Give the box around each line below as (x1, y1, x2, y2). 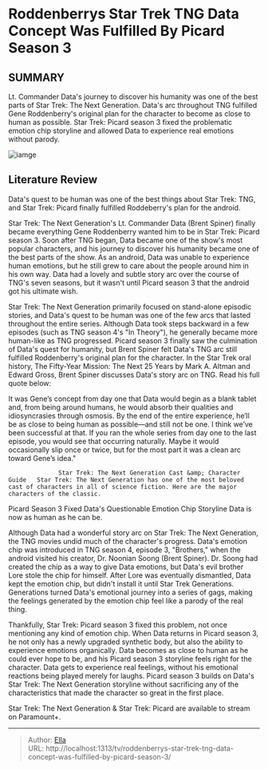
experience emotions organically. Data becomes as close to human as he (8, 645, 249, 655)
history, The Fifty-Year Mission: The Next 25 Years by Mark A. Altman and (8, 361, 250, 370)
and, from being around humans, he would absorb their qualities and (8, 402, 234, 412)
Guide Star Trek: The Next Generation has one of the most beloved (8, 475, 245, 484)
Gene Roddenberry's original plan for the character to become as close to (8, 109, 251, 118)
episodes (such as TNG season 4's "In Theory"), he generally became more (8, 327, 258, 337)
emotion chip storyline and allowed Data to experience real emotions (8, 126, 234, 135)
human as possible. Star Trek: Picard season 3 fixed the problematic (8, 118, 233, 126)
